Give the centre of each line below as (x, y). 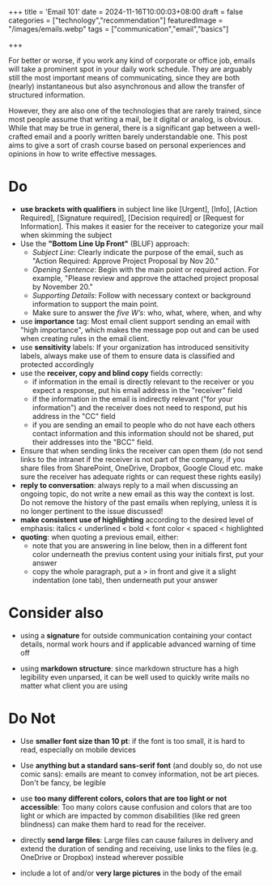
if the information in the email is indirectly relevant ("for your (132, 399)
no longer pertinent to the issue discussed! (91, 511)
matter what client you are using (74, 685)
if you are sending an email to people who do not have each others (144, 425)
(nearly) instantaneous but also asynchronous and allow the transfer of (127, 86)
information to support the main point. (96, 304)
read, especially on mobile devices (78, 750)
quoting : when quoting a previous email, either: (99, 537)
